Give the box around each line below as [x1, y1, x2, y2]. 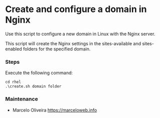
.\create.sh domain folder [5, 84, 62, 89]
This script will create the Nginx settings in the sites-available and [5, 40, 141, 46]
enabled [5, 46, 22, 52]
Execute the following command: [5, 70, 73, 76]
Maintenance [5, 95, 39, 102]
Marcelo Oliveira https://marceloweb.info [12, 107, 97, 113]
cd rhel [5, 79, 22, 85]
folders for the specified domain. [23, 46, 91, 52]
